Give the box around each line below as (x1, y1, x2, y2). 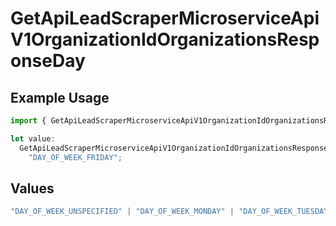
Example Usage (10, 89, 110, 106)
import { (10, 116, 47, 126)
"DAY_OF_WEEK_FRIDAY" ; (28, 152, 123, 162)
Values (10, 180, 55, 197)
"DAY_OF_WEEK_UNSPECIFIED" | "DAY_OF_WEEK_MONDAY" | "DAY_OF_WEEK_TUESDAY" (10, 207, 333, 217)
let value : (10, 133, 56, 144)
